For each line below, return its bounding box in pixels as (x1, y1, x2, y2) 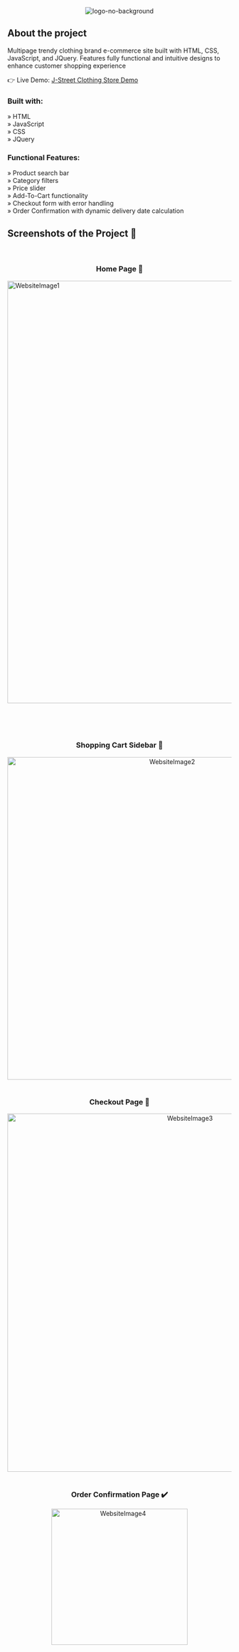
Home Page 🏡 (95, 264, 144, 274)
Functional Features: (7, 153, 80, 163)
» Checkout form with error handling (7, 199, 114, 208)
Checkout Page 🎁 (89, 1097, 150, 1107)
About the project (7, 27, 87, 39)
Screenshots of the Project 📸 (7, 227, 137, 239)
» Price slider (7, 184, 46, 192)
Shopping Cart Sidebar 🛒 (75, 741, 164, 751)
